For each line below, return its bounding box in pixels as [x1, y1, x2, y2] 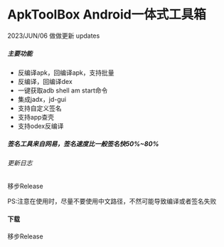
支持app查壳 [17, 112, 55, 121]
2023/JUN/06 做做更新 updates [7, 31, 100, 40]
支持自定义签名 [17, 104, 62, 112]
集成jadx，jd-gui [17, 95, 66, 103]
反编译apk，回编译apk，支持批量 [17, 68, 115, 77]
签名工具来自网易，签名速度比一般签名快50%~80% [7, 140, 159, 148]
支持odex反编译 [17, 122, 64, 130]
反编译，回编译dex [17, 77, 73, 85]
